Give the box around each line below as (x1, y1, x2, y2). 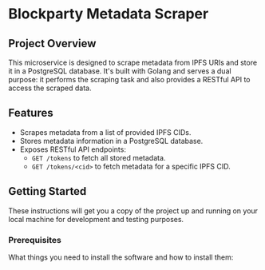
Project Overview (8, 37, 97, 50)
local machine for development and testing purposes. (8, 214, 184, 224)
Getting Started (8, 185, 87, 198)
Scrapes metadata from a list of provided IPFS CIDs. (19, 127, 192, 137)
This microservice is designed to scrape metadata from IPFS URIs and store (8, 58, 258, 67)
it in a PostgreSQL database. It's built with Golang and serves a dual (8, 66, 231, 76)
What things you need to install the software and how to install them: (8, 252, 234, 262)
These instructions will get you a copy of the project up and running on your (8, 205, 258, 216)
